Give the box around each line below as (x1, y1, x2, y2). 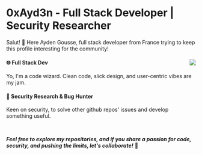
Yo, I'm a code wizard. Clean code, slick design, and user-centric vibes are (6, 73, 192, 80)
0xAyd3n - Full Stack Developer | (6, 6, 174, 20)
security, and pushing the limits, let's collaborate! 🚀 (6, 142, 138, 150)
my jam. (6, 79, 26, 87)
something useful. (6, 112, 51, 120)
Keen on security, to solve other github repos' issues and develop (6, 106, 169, 114)
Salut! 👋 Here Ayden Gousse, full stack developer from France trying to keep (6, 38, 195, 46)
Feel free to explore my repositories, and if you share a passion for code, (6, 136, 192, 143)
